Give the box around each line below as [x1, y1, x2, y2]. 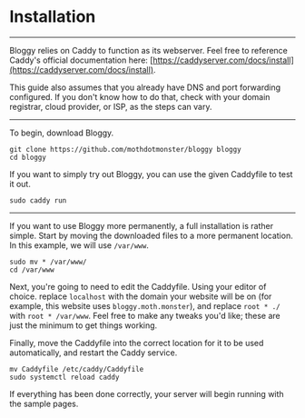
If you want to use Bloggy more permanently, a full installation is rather [9, 220, 274, 231]
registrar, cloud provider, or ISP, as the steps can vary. [9, 101, 212, 112]
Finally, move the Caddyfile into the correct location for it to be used [9, 337, 264, 348]
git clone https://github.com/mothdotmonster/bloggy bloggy [9, 144, 242, 154]
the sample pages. [9, 398, 79, 409]
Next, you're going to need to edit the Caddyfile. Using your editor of [9, 281, 267, 292]
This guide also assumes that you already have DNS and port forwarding [9, 82, 281, 93]
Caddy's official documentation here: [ [9, 55, 153, 65]
